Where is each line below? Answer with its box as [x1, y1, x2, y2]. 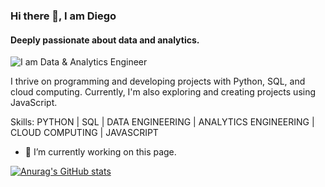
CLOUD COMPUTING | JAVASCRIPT [10, 127, 159, 139]
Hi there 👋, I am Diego [10, 9, 117, 23]
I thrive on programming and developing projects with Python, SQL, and [10, 75, 306, 88]
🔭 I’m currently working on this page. [24, 146, 177, 158]
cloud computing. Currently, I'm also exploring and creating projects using [10, 86, 317, 98]
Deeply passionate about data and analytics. [10, 34, 200, 46]
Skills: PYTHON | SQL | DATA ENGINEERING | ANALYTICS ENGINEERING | [10, 116, 315, 128]
